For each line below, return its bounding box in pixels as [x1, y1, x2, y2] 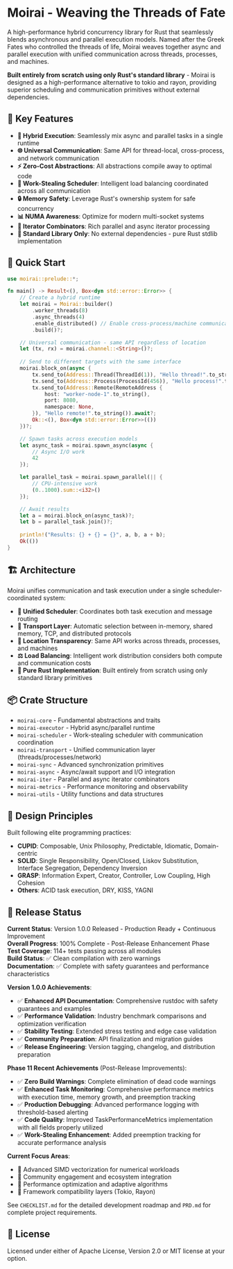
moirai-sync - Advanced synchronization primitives [17, 760, 164, 769]
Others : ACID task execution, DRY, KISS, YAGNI [17, 886, 154, 894]
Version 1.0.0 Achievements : [7, 983, 92, 991]
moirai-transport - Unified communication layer [17, 746, 156, 754]
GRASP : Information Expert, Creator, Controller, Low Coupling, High [17, 871, 211, 880]
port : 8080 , [44, 397, 79, 404]
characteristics [7, 970, 50, 978]
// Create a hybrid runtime [19, 294, 101, 301]
